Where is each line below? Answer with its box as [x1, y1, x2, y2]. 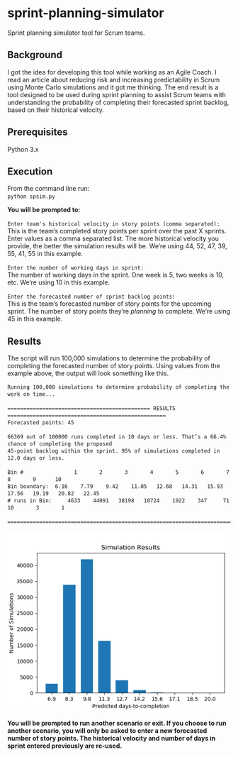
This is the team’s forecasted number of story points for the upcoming [7, 299, 212, 308]
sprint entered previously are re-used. [7, 741, 123, 750]
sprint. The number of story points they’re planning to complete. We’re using [7, 307, 231, 316]
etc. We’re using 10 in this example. [7, 278, 110, 287]
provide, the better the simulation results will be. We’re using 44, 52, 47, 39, [7, 242, 228, 250]
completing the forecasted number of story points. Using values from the [7, 362, 221, 370]
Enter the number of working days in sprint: [7, 265, 144, 272]
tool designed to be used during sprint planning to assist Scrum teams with [7, 90, 227, 99]
